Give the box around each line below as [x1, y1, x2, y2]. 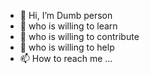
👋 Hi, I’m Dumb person [19, 10, 113, 21]
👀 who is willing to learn [19, 20, 118, 32]
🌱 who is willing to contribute [19, 31, 140, 42]
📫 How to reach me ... [19, 53, 113, 64]
